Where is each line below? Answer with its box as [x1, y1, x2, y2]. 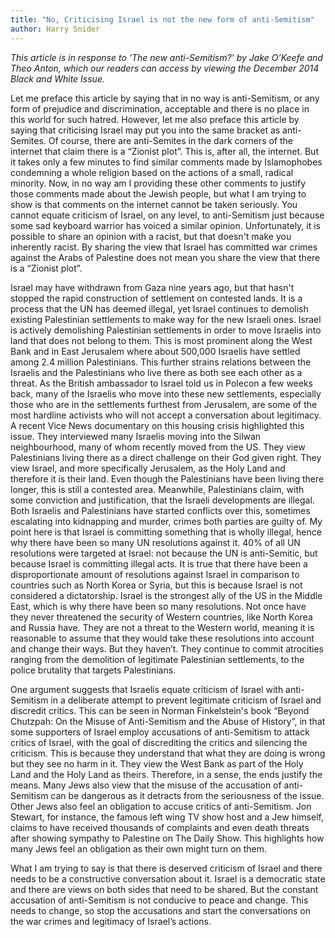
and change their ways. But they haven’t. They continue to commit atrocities [10, 642, 324, 655]
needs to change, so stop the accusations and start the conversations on [10, 904, 312, 916]
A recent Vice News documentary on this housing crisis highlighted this [10, 419, 305, 431]
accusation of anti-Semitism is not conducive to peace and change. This [10, 894, 309, 906]
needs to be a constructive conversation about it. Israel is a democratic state [10, 872, 326, 885]
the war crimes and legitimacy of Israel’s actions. [10, 915, 212, 927]
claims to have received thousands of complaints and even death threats [10, 821, 310, 833]
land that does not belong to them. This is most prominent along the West [10, 334, 313, 346]
